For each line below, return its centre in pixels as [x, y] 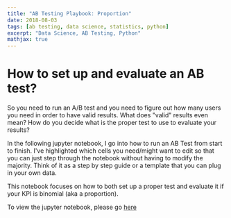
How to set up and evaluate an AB [106, 74]
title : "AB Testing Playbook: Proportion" [69, 14]
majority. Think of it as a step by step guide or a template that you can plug [114, 166]
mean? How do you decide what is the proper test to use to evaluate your [112, 123]
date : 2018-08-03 [32, 20]
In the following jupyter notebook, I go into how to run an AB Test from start [115, 144]
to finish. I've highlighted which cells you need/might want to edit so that [111, 151]
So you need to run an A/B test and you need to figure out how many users [114, 108]
